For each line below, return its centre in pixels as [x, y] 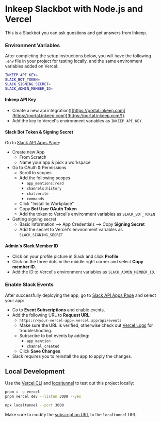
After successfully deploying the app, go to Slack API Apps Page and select [80, 295]
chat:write [37, 194]
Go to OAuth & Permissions [39, 168]
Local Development [35, 372]
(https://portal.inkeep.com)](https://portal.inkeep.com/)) [68, 116]
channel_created [43, 346]
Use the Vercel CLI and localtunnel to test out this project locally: [70, 383]
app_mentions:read [45, 184]
